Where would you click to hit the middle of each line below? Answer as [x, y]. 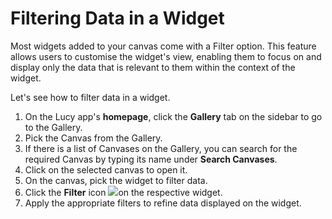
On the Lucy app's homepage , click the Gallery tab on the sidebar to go [173, 116]
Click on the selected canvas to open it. [106, 169]
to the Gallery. [53, 127]
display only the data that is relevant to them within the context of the [153, 67]
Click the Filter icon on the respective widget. [123, 192]
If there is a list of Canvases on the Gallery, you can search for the [161, 148]
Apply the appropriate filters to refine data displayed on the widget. [163, 203]
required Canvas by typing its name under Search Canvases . [151, 159]
